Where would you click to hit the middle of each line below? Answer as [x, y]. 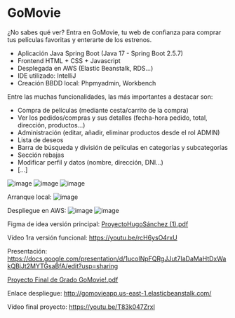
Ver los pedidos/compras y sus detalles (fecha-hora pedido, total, [113, 118]
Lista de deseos [40, 140]
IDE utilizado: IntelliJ [47, 76]
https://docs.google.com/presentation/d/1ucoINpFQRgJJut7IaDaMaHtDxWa [117, 258]
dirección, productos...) [51, 125]
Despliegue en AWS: [37, 210]
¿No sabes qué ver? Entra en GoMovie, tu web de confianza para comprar [114, 32]
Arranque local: [29, 197]
